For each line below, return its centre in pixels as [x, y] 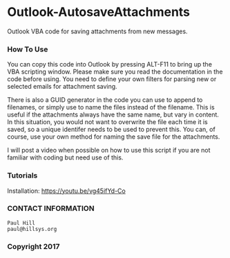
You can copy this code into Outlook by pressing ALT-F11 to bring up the [110, 64]
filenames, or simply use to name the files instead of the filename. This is [111, 108]
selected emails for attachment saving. [62, 87]
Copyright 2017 [33, 246]
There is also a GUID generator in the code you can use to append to [105, 100]
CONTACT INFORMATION [51, 209]
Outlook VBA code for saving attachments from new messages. [97, 31]
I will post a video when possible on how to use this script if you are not [109, 150]
